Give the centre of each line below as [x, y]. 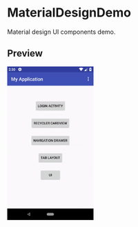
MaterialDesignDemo [69, 13]
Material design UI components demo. [61, 32]
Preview [25, 53]
